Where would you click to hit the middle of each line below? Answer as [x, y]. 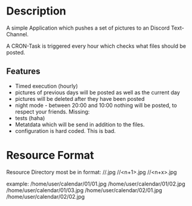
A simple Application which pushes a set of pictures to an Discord [88, 28]
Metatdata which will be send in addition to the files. [80, 124]
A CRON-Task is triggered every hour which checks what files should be [96, 46]
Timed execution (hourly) [46, 86]
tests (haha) [30, 118]
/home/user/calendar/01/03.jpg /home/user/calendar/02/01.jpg [84, 190]
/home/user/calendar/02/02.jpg [46, 196]
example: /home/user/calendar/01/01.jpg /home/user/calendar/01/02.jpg [96, 184]
